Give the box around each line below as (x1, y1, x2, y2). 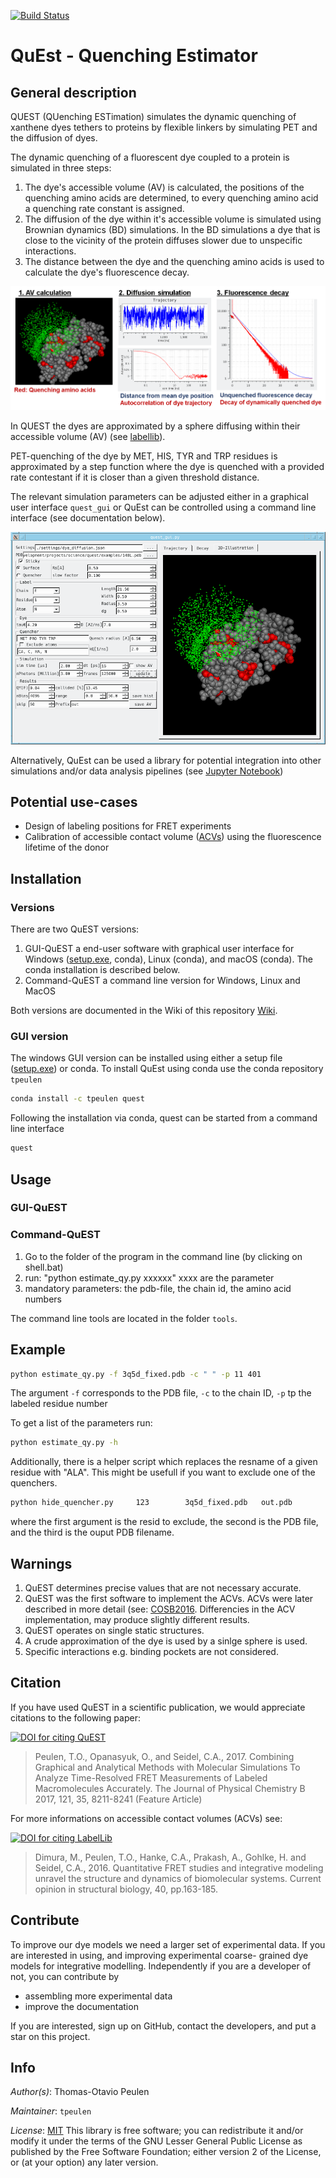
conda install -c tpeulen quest (10, 1094, 145, 1104)
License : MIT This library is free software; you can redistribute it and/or (10, 2125, 304, 2137)
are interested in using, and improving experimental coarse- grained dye (10, 1949, 309, 1961)
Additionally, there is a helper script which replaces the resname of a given (10, 1456, 318, 1468)
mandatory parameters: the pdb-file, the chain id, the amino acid (24, 1282, 292, 1294)
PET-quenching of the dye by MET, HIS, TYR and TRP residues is (10, 450, 278, 462)
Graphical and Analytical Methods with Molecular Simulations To (34, 1761, 301, 1773)
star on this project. (10, 2030, 91, 2042)
